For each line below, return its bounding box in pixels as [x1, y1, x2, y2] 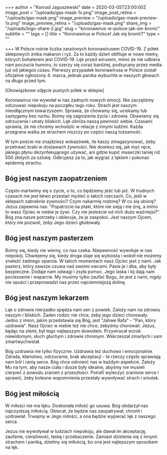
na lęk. [5, 444, 19, 450]
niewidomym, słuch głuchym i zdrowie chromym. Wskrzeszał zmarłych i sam [5, 333, 163, 339]
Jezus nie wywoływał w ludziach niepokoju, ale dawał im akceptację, [5, 428, 147, 434]
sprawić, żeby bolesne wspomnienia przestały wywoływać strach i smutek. [5, 375, 160, 381]
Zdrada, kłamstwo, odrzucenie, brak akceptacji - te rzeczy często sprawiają [5, 353, 161, 359]
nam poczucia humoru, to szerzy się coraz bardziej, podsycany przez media [5, 62, 162, 67]
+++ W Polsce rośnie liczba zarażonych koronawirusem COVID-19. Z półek [5, 46, 159, 51]
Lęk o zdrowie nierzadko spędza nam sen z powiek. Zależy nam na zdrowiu [5, 307, 161, 313]
